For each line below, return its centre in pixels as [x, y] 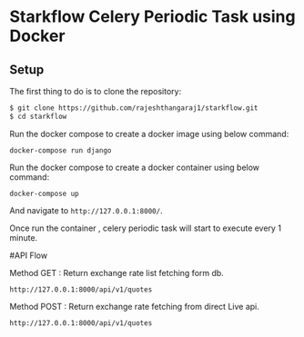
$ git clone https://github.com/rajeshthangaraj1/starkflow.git [134, 108]
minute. [24, 237]
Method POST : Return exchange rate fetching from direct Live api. [134, 306]
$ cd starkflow [38, 116]
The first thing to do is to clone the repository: [96, 91]
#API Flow [29, 255]
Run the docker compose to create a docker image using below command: [149, 134]
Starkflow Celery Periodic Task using [152, 17]
